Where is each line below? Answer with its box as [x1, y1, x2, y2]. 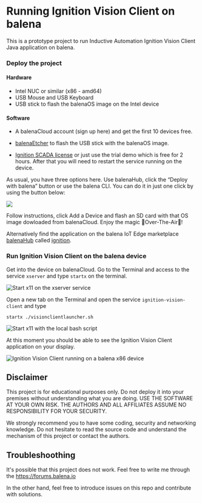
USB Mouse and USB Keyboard [15, 94, 94, 101]
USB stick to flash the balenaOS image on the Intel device [15, 100, 160, 108]
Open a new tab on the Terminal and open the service [6, 296, 141, 303]
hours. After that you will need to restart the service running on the [15, 158, 182, 165]
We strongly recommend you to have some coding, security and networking [6, 419, 196, 426]
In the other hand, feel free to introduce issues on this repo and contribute [6, 484, 192, 491]
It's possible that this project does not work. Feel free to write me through [6, 466, 190, 473]
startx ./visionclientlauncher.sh [6, 314, 94, 320]
